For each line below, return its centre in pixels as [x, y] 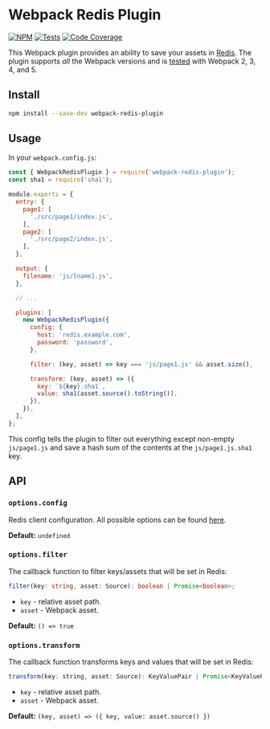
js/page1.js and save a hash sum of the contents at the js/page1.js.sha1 [131, 447]
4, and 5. [23, 69]
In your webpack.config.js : [53, 157]
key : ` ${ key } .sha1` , [72, 386]
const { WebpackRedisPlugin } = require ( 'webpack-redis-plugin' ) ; [122, 173]
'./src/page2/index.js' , [71, 239]
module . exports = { [41, 194]
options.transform [44, 645]
